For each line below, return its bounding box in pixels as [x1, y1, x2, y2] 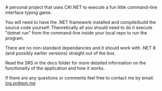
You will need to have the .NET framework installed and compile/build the [5, 19, 156, 25]
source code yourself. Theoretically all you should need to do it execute [5, 24, 152, 30]
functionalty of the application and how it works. [5, 65, 105, 71]
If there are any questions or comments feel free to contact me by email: [5, 75, 154, 80]
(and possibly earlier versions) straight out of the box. [5, 50, 116, 56]
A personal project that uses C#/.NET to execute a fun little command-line [5, 4, 157, 10]
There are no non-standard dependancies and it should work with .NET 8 [5, 45, 156, 50]
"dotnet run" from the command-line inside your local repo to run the [5, 30, 147, 35]
